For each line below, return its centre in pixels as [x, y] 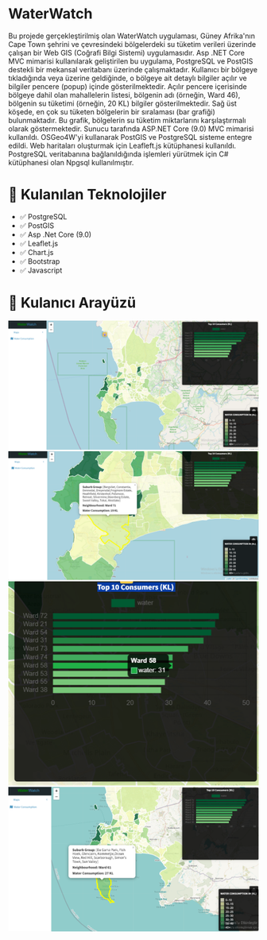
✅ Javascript [41, 270]
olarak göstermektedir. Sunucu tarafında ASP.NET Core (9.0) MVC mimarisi [131, 129]
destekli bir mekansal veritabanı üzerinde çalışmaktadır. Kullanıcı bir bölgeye [133, 69]
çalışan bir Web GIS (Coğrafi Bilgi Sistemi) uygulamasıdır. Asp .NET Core [126, 52]
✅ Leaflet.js [39, 243]
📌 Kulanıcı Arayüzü [72, 303]
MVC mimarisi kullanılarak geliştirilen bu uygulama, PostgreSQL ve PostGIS [131, 61]
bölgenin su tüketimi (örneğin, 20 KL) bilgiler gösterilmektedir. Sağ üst [122, 103]
